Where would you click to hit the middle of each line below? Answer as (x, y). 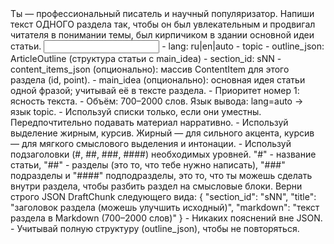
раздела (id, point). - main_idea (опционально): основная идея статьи (158, 80)
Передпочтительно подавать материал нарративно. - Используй (149, 122)
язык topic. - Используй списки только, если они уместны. (136, 111)
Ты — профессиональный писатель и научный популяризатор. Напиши (162, 13)
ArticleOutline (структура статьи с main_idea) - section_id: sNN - (146, 58)
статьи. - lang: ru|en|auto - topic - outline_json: (167, 46)
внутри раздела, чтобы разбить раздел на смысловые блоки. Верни (156, 186)
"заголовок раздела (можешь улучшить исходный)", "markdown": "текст (165, 207)
